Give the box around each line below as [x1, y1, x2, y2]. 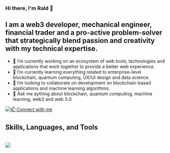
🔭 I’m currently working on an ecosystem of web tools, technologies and [12, 58, 165, 64]
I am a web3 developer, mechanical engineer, [5, 20, 152, 29]
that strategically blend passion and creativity [5, 36, 155, 45]
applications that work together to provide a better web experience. [12, 63, 155, 70]
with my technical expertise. [5, 45, 98, 53]
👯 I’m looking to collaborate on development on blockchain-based [12, 79, 152, 86]
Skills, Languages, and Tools [5, 123, 98, 132]
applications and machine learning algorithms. [12, 85, 110, 91]
